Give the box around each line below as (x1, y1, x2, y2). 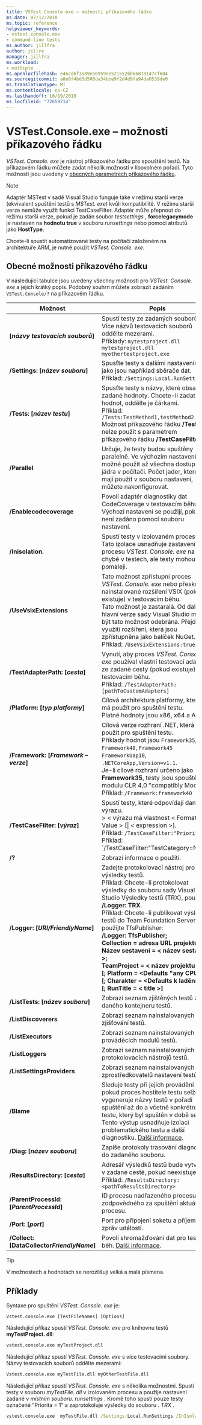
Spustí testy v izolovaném (101, 532, 174, 541)
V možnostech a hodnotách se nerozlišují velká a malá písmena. (6, 1268, 165, 1276)
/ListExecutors (9, 1032, 52, 1041)
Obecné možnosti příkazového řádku (6, 261, 148, 271)
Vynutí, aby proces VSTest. (101, 650, 179, 658)
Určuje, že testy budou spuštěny (101, 445, 194, 453)
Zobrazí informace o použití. (101, 854, 182, 862)
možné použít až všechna (101, 460, 174, 468)
